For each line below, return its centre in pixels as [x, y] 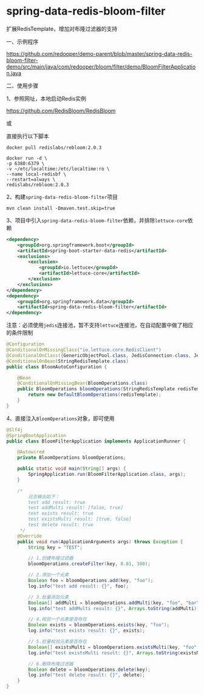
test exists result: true [61, 514]
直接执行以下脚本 [28, 136]
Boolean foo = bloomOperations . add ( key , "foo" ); [91, 581]
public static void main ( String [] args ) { [72, 469]
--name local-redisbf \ [36, 174]
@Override [30, 536]
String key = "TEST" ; [56, 548]
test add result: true [57, 502]
